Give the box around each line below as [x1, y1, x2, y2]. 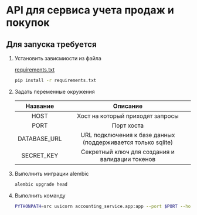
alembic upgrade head [14, 181, 67, 187]
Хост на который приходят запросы [77, 112, 179, 120]
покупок [6, 16, 50, 29]
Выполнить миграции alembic [14, 170, 89, 177]
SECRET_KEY [21, 151, 59, 159]
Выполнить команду [14, 192, 66, 199]
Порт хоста [111, 121, 144, 129]
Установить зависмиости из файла [14, 55, 101, 62]
